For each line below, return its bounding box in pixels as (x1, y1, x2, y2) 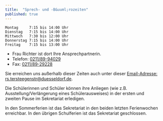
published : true (5, 12, 38, 17)
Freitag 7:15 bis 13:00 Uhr (5, 42, 69, 47)
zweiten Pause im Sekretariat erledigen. (5, 96, 85, 101)
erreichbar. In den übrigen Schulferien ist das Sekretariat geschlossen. (5, 110, 147, 116)
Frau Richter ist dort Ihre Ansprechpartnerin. (12, 51, 102, 57)
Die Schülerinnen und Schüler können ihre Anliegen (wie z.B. (5, 85, 128, 91)
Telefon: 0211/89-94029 (12, 56, 61, 61)
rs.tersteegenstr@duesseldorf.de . (5, 76, 73, 81)
